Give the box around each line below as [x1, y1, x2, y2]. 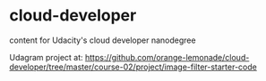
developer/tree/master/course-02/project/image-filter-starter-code [9, 61, 257, 72]
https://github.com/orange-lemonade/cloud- [84, 52, 250, 62]
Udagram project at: [9, 52, 83, 62]
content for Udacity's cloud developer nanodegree [9, 35, 196, 45]
